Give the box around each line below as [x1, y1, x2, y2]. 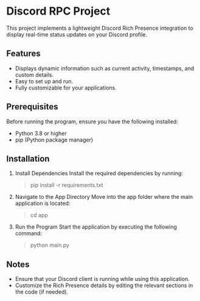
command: [15, 230, 43, 237]
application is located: [15, 199, 71, 207]
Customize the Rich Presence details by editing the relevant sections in [15, 282, 193, 289]
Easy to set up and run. [15, 77, 74, 85]
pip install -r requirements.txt [30, 181, 103, 189]
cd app [30, 212, 49, 219]
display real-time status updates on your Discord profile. [6, 30, 148, 38]
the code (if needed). [15, 288, 69, 296]
